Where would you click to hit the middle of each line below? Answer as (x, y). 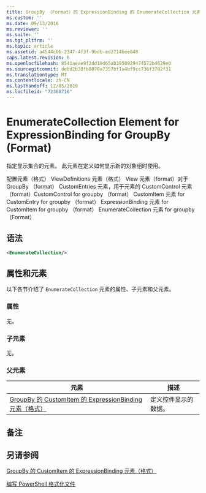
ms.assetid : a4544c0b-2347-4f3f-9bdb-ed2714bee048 (72, 52)
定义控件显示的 (172, 400)
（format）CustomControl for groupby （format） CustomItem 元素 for (96, 194)
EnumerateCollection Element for (93, 122)
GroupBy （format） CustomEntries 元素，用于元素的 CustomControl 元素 (99, 186)
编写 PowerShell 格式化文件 (41, 484)
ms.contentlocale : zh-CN (38, 80)
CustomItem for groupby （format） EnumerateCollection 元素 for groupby (101, 209)
